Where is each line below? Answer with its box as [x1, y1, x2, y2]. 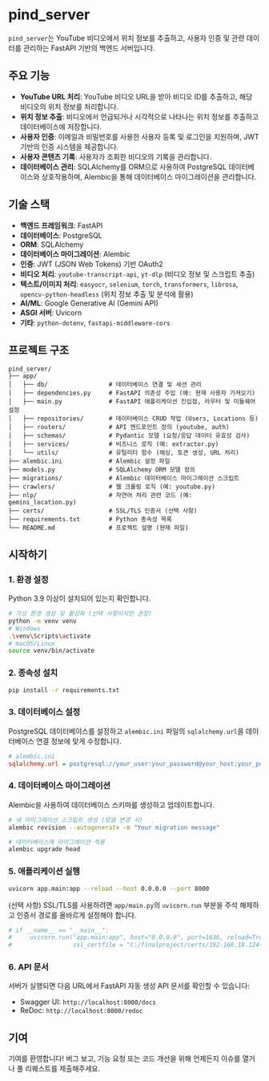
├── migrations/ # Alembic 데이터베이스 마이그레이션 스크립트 [8, 475, 240, 483]
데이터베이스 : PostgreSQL [19, 230, 102, 240]
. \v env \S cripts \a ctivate [8, 632, 91, 640]
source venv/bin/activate [8, 647, 94, 655]
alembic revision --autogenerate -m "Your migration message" [8, 824, 220, 832]
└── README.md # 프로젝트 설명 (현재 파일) [8, 524, 189, 532]
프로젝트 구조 [8, 343, 70, 357]
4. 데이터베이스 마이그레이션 [8, 780, 110, 792]
